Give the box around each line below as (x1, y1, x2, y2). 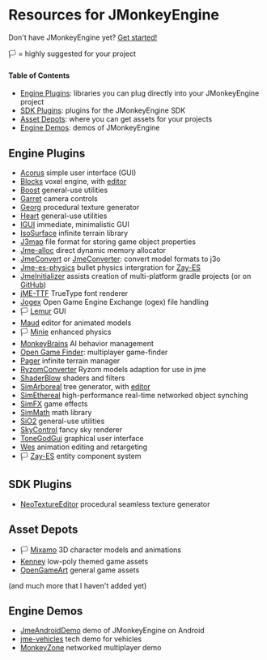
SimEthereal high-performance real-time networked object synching (19, 390, 248, 400)
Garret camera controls (19, 193, 99, 204)
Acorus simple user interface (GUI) (19, 168, 137, 178)
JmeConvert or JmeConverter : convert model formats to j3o (19, 254, 221, 264)
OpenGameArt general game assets (19, 565, 140, 575)
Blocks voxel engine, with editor (19, 176, 127, 186)
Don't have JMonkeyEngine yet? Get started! (8, 32, 158, 42)
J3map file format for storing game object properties (19, 237, 197, 246)
